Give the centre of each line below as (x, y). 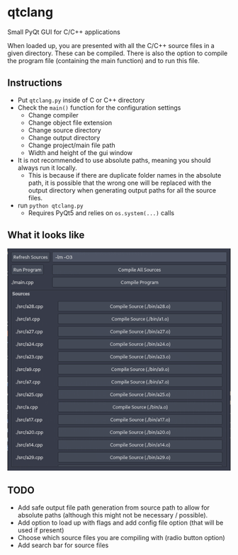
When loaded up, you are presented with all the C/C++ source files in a (111, 45)
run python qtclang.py (50, 205)
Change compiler (53, 115)
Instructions (35, 83)
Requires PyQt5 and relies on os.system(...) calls (101, 212)
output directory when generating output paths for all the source (122, 190)
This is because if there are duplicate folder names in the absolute (125, 175)
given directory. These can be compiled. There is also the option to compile (118, 53)
